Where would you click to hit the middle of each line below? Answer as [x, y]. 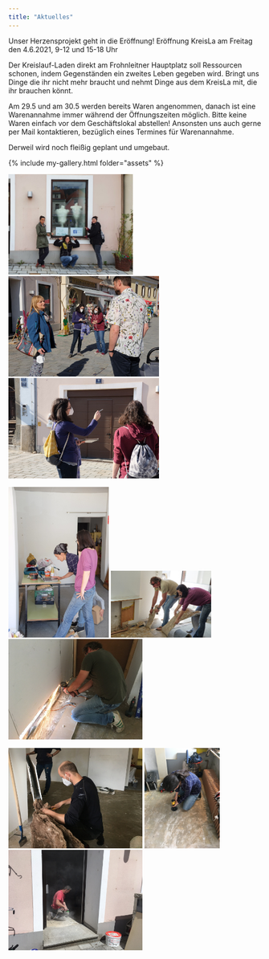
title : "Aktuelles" [41, 17]
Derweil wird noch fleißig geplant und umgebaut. [89, 147]
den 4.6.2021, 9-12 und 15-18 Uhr [63, 49]
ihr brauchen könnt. [41, 90]
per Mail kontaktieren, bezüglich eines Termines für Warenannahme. [121, 132]
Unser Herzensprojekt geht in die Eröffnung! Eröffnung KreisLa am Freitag [130, 41]
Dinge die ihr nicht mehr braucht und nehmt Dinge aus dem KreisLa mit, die [133, 82]
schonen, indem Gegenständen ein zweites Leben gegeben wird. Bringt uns [134, 73]
